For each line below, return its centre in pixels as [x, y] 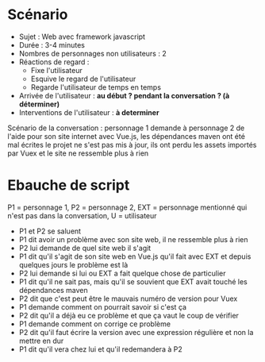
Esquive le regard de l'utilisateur [83, 79]
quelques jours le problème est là [73, 264]
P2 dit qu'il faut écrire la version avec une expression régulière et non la [136, 332]
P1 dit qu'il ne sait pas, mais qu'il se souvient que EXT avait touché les [133, 281]
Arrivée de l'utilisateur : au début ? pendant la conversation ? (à [124, 95]
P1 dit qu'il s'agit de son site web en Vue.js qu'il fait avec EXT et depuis [135, 256]
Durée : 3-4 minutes [52, 44]
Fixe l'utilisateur [56, 70]
